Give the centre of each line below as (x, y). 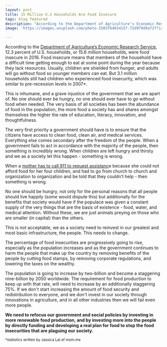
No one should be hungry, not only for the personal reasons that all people (82, 191)
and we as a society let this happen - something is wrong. (64, 156)
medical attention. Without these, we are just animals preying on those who (82, 213)
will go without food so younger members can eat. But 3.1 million (71, 73)
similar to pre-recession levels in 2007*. (46, 84)
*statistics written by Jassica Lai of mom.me (43, 340)
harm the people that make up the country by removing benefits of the (77, 253)
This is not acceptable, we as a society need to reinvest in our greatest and (82, 228)
